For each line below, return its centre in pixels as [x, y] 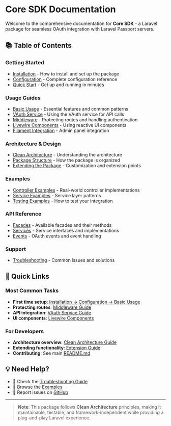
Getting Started [25, 63]
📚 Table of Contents [39, 46]
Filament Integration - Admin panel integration [61, 130]
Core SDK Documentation [61, 9]
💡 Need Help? [27, 369]
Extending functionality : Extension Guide [56, 348]
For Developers [25, 331]
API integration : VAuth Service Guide [52, 312]
